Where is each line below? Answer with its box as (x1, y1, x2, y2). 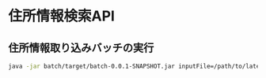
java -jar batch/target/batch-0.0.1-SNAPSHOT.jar (8, 62, 176, 70)
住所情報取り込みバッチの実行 (8, 41, 154, 54)
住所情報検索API (8, 7, 115, 25)
